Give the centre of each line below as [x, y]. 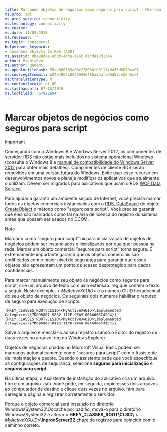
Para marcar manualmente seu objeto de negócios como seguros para [77, 280]
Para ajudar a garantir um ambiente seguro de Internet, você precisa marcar [83, 198]
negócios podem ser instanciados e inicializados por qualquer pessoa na [80, 244]
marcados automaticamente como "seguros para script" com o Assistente [81, 353]
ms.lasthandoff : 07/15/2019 [34, 88]
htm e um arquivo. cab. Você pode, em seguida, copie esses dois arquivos [82, 384]
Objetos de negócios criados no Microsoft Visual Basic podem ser [73, 348]
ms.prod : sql [19, 14]
